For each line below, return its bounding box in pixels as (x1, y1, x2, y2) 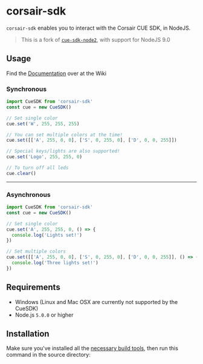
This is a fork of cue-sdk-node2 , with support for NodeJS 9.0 (21, 36, 170, 43)
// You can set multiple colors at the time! (6, 131, 123, 137)
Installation (6, 329, 50, 339)
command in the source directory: (6, 351, 91, 359)
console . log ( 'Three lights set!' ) (11, 260, 98, 266)
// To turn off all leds (6, 165, 69, 171)
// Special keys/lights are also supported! (6, 148, 120, 154)
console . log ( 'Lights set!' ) (11, 232, 83, 238)
